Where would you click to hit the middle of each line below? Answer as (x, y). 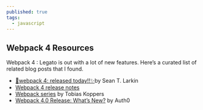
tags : (13, 18)
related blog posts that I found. (45, 69)
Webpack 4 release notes (47, 88)
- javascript (28, 23)
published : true (27, 12)
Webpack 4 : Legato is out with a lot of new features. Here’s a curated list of (101, 63)
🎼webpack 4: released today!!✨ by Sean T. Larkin (77, 81)
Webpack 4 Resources (50, 48)
